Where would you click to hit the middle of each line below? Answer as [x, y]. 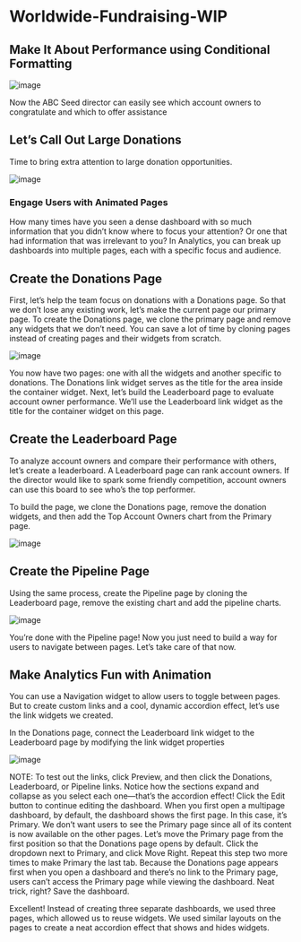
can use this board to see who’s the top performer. [103, 489]
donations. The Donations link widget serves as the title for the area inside [146, 382]
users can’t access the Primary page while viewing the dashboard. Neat [142, 882]
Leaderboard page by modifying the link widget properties [117, 742]
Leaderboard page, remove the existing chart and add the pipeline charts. [146, 602]
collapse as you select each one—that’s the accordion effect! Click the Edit [147, 796]
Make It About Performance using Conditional [140, 50]
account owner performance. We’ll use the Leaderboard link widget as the [146, 402]
